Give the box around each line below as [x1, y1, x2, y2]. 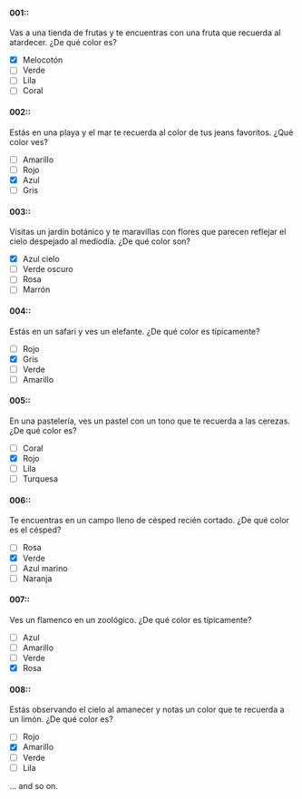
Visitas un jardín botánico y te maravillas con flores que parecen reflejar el [9, 227, 287, 238]
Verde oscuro [22, 264, 74, 275]
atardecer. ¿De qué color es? [9, 37, 118, 48]
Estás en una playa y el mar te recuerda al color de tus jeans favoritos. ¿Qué [9, 127, 294, 138]
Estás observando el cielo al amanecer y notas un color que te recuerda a [9, 704, 285, 716]
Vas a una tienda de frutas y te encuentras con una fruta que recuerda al [9, 27, 281, 38]
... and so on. [9, 780, 59, 791]
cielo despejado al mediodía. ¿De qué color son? [9, 236, 190, 247]
